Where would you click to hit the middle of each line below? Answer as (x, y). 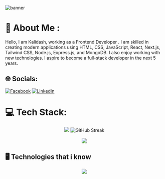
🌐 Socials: (22, 79)
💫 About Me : (33, 28)
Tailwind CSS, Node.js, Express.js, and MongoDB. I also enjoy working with (83, 52)
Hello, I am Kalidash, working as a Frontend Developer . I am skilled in (77, 42)
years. (12, 63)
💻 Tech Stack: (36, 112)
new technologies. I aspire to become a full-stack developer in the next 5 (81, 58)
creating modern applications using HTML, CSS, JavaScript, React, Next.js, (83, 47)
